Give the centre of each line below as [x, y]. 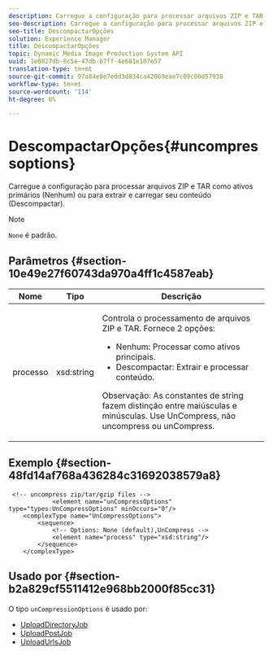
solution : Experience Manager [60, 39]
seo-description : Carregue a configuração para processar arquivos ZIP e [136, 24]
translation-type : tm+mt [50, 69]
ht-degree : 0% [32, 99]
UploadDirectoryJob [54, 624]
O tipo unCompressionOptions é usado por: [78, 609]
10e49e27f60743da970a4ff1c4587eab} [111, 273]
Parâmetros [39, 261]
